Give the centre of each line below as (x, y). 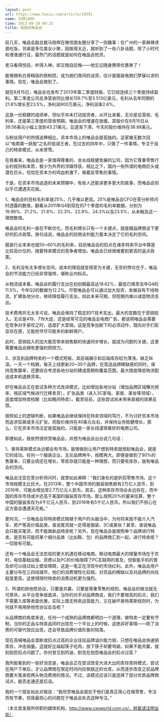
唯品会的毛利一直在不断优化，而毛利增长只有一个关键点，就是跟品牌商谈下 (80, 228)
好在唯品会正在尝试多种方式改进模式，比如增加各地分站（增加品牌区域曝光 (80, 387)
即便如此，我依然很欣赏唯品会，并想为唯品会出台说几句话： (65, 438)
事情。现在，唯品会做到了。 (33, 82)
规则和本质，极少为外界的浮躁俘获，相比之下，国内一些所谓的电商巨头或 (86, 166)
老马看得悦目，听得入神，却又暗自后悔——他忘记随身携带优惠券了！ (73, 65)
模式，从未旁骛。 (39, 150)
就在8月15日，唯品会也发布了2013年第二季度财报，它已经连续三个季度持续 (80, 92)
